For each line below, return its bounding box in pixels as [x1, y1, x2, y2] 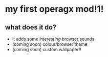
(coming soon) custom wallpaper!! [12, 47, 82, 52]
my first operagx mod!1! [5, 3, 104, 15]
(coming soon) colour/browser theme [12, 41, 87, 47]
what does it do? [5, 23, 57, 31]
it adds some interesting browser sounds [12, 36, 94, 42]
